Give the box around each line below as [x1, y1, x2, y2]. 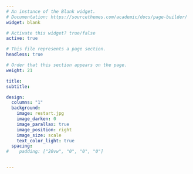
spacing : [11, 143, 33, 149]
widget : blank [6, 19, 41, 25]
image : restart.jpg [16, 111, 65, 117]
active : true [6, 36, 38, 42]
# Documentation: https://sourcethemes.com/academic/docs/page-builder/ [6, 14, 188, 20]
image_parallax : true [16, 121, 69, 127]
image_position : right [16, 127, 72, 132]
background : [11, 105, 41, 111]
